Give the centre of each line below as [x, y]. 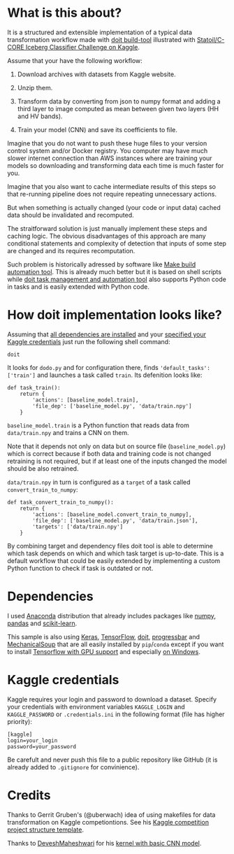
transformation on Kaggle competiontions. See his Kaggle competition [108, 822]
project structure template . [45, 830]
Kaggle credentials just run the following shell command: [89, 341]
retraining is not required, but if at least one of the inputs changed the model [117, 461]
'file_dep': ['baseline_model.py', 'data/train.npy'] [112, 406]
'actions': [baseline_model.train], [86, 400]
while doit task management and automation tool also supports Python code [117, 279]
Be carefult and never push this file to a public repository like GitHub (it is [112, 760]
